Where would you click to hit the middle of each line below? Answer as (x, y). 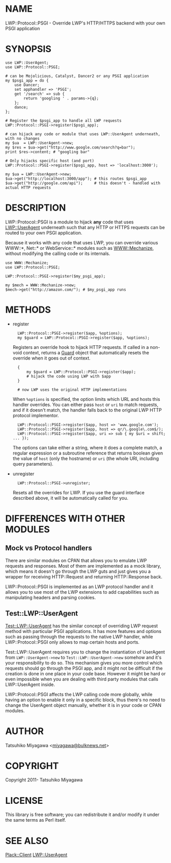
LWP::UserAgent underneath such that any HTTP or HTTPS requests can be (85, 227)
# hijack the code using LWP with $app (68, 376)
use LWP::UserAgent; (27, 62)
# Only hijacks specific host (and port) (50, 161)
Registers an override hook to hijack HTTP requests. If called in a (81, 347)
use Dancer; (27, 85)
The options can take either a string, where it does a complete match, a (87, 447)
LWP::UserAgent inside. (30, 684)
